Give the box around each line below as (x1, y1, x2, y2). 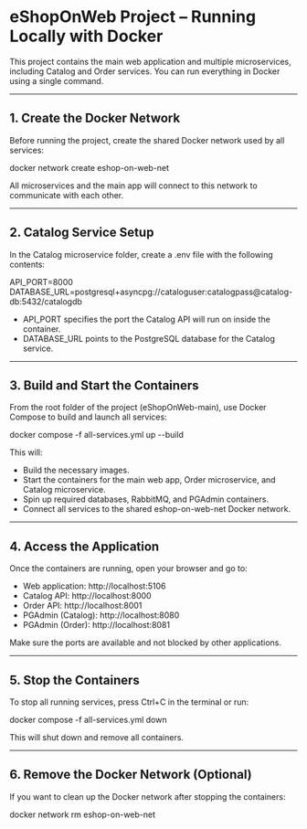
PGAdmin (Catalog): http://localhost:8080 (22, 610, 180, 621)
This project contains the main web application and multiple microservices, (9, 56, 291, 67)
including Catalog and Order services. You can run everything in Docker (9, 66, 281, 77)
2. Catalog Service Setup (9, 225, 154, 240)
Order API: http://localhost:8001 (22, 600, 143, 611)
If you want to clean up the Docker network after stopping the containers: (9, 791, 286, 802)
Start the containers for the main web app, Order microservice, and (22, 474, 276, 485)
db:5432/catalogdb (9, 295, 82, 307)
